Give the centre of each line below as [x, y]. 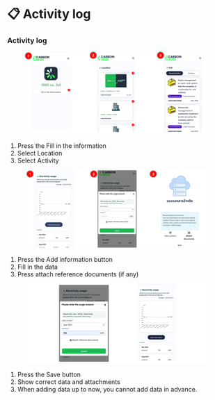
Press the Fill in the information [62, 145]
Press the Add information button [65, 259]
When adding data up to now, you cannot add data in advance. [107, 390]
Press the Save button [49, 375]
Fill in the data [37, 267]
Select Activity [38, 160]
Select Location [40, 153]
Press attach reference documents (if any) [78, 274]
